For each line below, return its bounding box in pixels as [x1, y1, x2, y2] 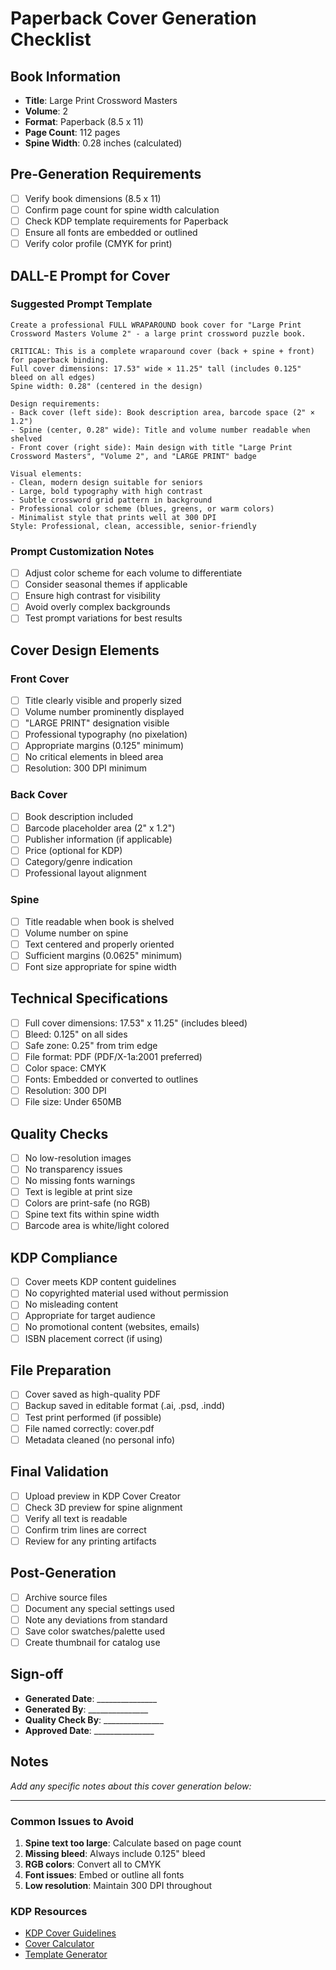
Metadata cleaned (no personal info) [24, 1433, 176, 1446]
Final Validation [10, 1463, 109, 1481]
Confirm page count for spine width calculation [24, 203, 220, 216]
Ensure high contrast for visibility [24, 590, 161, 602]
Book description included [24, 810, 134, 822]
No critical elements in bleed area [24, 751, 164, 763]
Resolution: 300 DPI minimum [24, 762, 147, 774]
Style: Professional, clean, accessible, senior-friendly [10, 521, 257, 531]
